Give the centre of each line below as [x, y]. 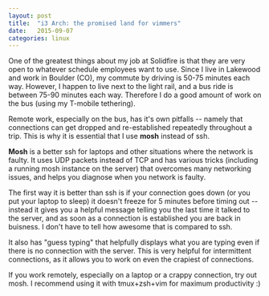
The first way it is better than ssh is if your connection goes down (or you [129, 193]
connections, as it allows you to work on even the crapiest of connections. [131, 260]
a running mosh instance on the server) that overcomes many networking [130, 168]
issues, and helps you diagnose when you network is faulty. [107, 177]
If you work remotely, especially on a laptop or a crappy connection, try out [132, 275]
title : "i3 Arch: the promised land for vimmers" [95, 23]
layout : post [30, 16]
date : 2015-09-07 [41, 30]
